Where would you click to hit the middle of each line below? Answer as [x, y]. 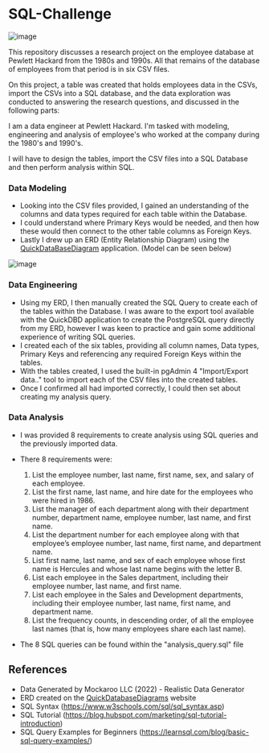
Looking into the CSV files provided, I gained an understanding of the [134, 205]
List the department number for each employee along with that [135, 534]
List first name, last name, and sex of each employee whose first [139, 560]
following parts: [34, 110]
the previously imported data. [69, 443]
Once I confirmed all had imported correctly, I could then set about [130, 388]
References [38, 670]
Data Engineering [43, 285]
